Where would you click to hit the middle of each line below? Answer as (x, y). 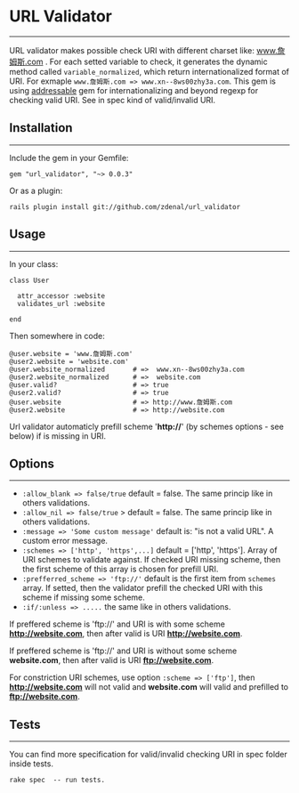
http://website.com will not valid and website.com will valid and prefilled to (149, 687)
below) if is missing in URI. (58, 436)
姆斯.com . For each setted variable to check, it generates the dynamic (139, 61)
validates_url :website (61, 303)
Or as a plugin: (36, 190)
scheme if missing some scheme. (83, 597)
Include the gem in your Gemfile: (69, 158)
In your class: (34, 263)
